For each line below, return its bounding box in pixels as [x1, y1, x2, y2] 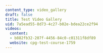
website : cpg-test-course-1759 [10, 40, 76, 45]
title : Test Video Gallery [5, 17, 62, 22]
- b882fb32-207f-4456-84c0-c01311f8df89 [10, 36, 96, 41]
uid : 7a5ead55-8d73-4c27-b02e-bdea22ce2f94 [5, 21, 98, 27]
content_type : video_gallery [5, 7, 67, 13]
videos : [5, 26, 22, 31]
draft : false [5, 12, 33, 17]
